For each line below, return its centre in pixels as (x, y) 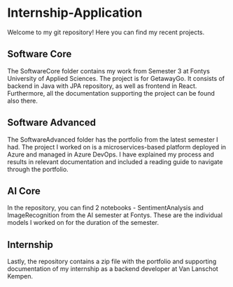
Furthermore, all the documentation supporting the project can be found (111, 93)
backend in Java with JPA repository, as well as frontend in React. (102, 86)
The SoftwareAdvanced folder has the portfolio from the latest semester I (113, 139)
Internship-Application (75, 13)
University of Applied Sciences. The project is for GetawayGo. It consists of (116, 78)
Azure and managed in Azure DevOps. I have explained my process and (111, 154)
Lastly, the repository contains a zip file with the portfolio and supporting (112, 262)
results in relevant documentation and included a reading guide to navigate (115, 161)
